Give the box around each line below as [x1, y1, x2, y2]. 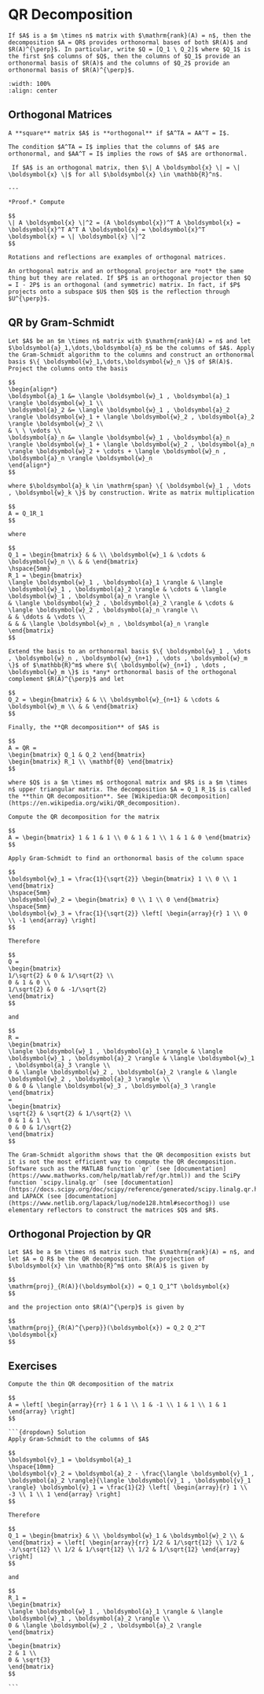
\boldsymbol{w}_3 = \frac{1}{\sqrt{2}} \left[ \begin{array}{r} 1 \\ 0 [8, 909, 247, 918]
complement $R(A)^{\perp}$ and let [8, 675, 125, 683]
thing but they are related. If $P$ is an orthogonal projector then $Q [8, 274, 251, 281]
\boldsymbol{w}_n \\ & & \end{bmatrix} [8, 557, 139, 565]
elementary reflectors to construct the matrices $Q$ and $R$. [8, 1206, 220, 1214]
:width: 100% [8, 80, 51, 87]
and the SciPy [194, 1171, 241, 1179]
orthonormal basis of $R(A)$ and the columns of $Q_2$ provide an [8, 59, 230, 67]
